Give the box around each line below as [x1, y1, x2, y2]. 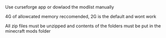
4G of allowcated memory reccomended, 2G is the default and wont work [5, 14, 157, 19]
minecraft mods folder [5, 28, 51, 34]
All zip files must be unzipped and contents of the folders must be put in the [5, 23, 161, 29]
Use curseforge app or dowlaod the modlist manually [5, 4, 114, 10]
